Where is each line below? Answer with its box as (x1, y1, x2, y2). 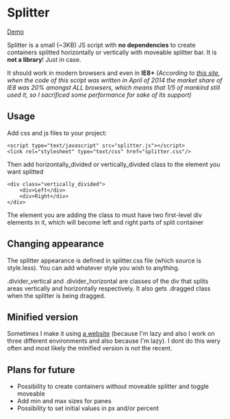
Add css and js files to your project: (7, 128, 107, 137)
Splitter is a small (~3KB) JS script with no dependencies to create (7, 41, 196, 49)
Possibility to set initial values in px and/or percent (16, 404, 159, 413)
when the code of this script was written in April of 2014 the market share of (7, 76, 222, 84)
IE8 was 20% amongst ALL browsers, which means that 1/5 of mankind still (7, 83, 220, 91)
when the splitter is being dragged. (7, 291, 106, 299)
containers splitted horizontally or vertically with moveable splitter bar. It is (7, 48, 217, 56)
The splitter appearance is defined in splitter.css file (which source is (7, 256, 202, 264)
